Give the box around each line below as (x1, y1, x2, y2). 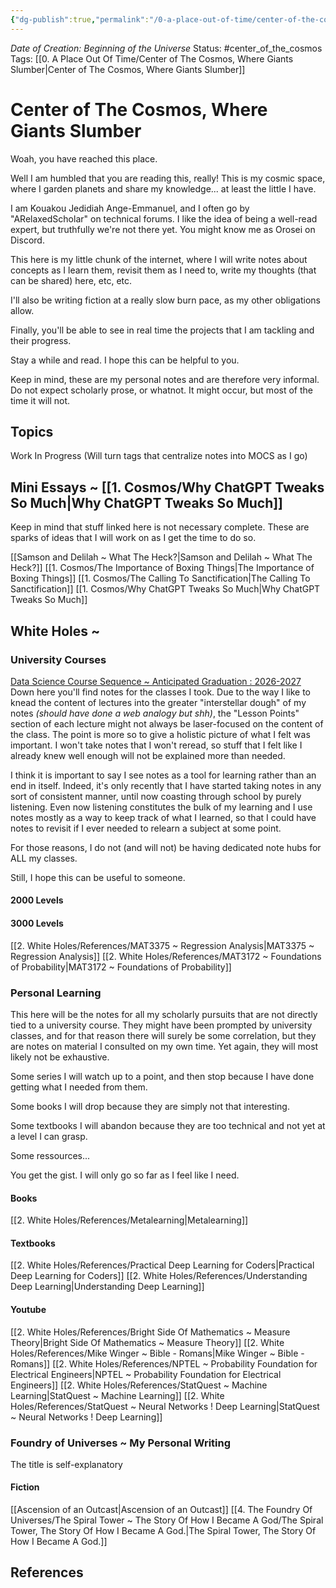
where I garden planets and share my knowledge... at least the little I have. (10, 182, 317, 195)
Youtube (10, 1303, 47, 1315)
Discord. (10, 234, 45, 246)
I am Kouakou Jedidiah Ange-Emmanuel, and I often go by (10, 202, 250, 214)
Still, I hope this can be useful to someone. (10, 871, 186, 883)
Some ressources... (10, 1149, 91, 1161)
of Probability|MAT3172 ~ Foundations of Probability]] (10, 961, 232, 973)
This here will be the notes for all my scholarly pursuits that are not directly (10, 1008, 318, 1020)
